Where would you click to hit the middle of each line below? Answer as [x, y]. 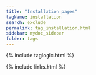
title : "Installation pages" [42, 11]
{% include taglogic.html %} [40, 55]
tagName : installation [34, 17]
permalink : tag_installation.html [49, 28]
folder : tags [22, 39]
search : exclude [26, 22]
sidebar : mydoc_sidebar [35, 33]
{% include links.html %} [36, 67]
